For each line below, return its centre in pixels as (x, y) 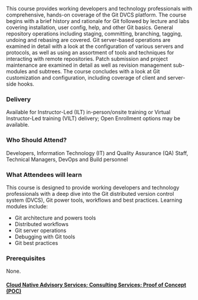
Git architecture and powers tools (55, 218)
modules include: (27, 206)
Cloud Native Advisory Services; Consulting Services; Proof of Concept (96, 285)
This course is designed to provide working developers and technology (93, 187)
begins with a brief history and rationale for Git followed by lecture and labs (98, 21)
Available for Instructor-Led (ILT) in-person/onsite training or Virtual (88, 112)
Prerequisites (26, 258)
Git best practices (36, 243)
